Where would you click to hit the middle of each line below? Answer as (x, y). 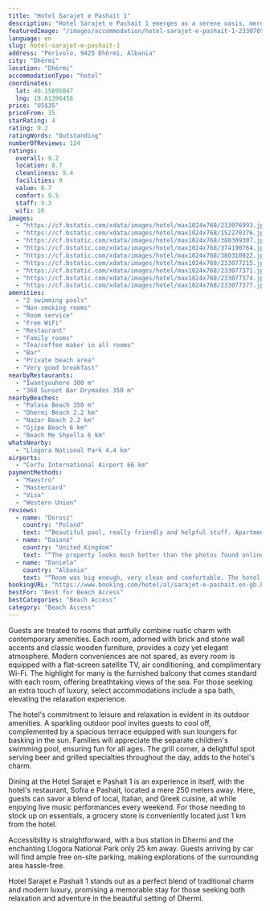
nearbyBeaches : (34, 398)
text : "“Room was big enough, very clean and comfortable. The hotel (142, 578)
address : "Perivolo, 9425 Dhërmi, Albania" (82, 53)
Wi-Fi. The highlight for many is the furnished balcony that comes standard (133, 673)
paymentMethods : (35, 473)
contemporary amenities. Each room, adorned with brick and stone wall (127, 639)
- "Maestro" (36, 480)
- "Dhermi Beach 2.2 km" (57, 413)
